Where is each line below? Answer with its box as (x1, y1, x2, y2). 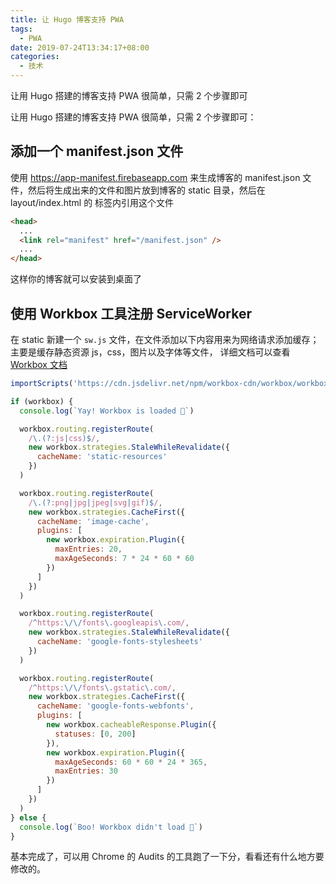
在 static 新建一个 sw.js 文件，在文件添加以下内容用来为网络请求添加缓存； (10, 334, 320, 345)
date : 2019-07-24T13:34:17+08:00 (10, 42, 150, 53)
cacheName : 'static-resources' (36, 452, 168, 462)
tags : (10, 24, 33, 34)
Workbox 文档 (10, 359, 68, 370)
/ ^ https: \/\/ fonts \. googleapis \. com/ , (28, 618, 190, 628)
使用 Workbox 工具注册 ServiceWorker (10, 305, 252, 322)
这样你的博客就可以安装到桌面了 (10, 273, 142, 285)
